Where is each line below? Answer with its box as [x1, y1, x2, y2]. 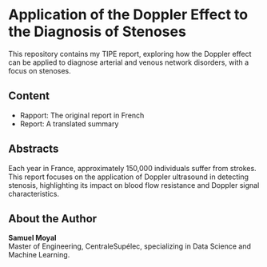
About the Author [8, 212, 98, 225]
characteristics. [8, 189, 60, 198]
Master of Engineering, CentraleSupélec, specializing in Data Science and [8, 241, 252, 251]
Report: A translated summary [19, 118, 119, 129]
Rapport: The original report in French [19, 110, 145, 120]
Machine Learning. [8, 250, 70, 260]
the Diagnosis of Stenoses [8, 22, 186, 41]
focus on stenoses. [8, 66, 72, 75]
